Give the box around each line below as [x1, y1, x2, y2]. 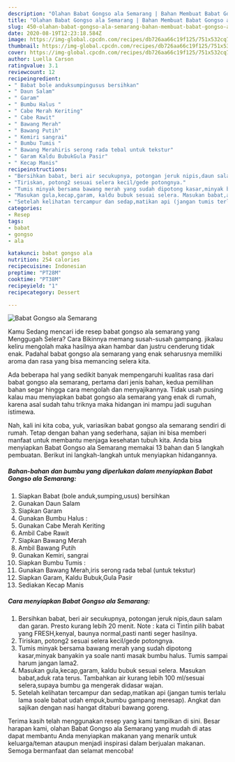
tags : [8, 218, 24, 225]
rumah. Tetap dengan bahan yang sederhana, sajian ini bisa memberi [8, 428, 206, 437]
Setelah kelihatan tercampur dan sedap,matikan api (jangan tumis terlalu [17, 689, 226, 697]
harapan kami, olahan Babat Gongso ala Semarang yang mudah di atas [8, 724, 212, 733]
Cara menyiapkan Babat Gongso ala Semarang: [8, 597, 151, 605]
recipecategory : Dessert [8, 289, 80, 296]
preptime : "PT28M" [8, 269, 61, 276]
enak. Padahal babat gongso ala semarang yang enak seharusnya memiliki [8, 350, 222, 358]
